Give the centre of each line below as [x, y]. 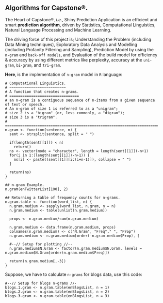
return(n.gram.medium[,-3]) [38, 261]
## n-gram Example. [25, 185]
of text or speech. [25, 104]
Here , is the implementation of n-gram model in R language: [64, 74]
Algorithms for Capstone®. [47, 8]
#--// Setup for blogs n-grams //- [41, 283]
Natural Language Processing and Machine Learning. [58, 30]
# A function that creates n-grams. [42, 91]
